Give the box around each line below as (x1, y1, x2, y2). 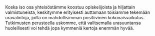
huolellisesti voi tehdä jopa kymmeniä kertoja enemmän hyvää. (5, 25, 134, 31)
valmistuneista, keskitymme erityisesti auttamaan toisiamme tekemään (5, 9, 150, 15)
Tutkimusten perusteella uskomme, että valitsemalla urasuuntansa (5, 20, 141, 26)
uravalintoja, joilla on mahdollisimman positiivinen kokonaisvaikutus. (5, 15, 145, 20)
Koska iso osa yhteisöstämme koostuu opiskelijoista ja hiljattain (5, 4, 135, 10)
